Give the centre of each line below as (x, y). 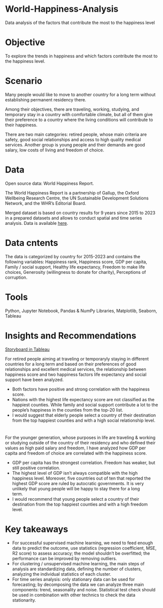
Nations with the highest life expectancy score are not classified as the (83, 399)
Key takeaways (37, 529)
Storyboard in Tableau (27, 349)
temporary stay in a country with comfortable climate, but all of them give (79, 114)
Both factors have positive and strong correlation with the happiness (81, 389)
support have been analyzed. (34, 379)
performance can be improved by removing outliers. (64, 558)
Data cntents (32, 243)
